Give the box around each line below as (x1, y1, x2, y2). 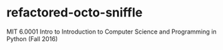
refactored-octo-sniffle (6, 5, 143, 21)
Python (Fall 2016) (6, 34, 58, 42)
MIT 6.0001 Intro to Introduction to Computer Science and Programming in (6, 27, 217, 36)
